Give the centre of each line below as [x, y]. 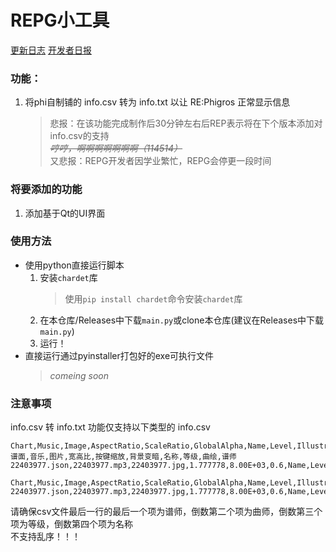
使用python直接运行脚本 [74, 265]
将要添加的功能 [46, 189]
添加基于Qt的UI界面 [65, 213]
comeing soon [79, 375]
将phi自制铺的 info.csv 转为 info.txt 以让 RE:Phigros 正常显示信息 [157, 102]
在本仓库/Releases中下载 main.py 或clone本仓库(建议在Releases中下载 [182, 320]
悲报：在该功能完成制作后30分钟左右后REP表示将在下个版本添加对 [186, 123]
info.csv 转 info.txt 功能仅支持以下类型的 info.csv [110, 427]
